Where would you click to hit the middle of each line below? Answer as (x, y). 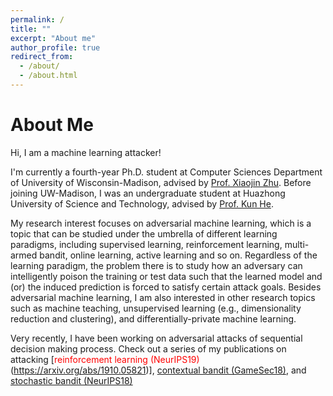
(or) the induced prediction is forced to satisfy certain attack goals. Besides (166, 287)
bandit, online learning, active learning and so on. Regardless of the (178, 255)
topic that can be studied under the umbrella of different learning (144, 233)
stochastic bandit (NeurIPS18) (71, 380)
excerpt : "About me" (53, 38)
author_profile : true (55, 47)
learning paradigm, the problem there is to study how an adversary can (156, 265)
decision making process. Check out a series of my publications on (148, 348)
